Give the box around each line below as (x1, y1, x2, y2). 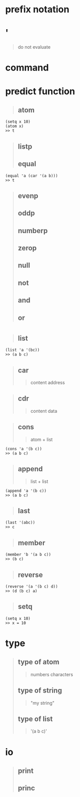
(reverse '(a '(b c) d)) (5, 584, 58, 589)
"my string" (30, 700, 55, 706)
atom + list (30, 436, 53, 443)
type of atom (17, 658, 60, 666)
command (5, 62, 49, 74)
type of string (17, 686, 62, 695)
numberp (17, 226, 48, 235)
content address (30, 380, 65, 386)
